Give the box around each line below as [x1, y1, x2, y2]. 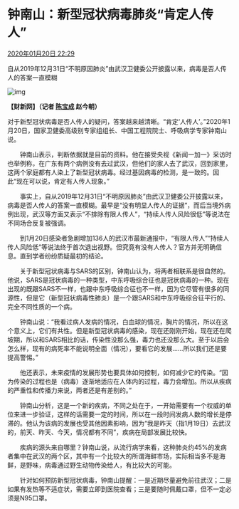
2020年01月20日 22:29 [7, 49, 75, 58]
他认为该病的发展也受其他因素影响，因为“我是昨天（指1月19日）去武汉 [26, 419, 231, 427]
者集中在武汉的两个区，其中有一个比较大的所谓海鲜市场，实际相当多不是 [7, 451, 219, 460]
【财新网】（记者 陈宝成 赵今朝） [7, 102, 101, 110]
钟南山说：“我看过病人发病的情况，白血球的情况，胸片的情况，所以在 [19, 318, 223, 326]
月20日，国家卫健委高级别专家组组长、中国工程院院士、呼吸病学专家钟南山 [7, 126, 228, 135]
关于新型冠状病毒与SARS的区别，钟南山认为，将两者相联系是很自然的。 [19, 266, 230, 275]
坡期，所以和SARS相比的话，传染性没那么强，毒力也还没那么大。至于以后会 [7, 335, 230, 344]
